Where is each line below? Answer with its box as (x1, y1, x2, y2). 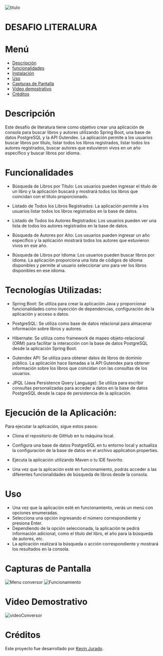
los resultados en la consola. (12, 546, 70, 552)
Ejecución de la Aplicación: (5, 407, 117, 418)
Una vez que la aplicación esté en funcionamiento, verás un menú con (12, 505, 153, 510)
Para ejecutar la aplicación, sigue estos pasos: (5, 423, 98, 429)
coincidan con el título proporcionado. (12, 194, 89, 199)
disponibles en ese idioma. (12, 268, 66, 273)
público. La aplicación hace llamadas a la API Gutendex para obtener (12, 360, 150, 366)
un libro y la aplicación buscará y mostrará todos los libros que (12, 188, 138, 194)
